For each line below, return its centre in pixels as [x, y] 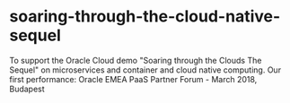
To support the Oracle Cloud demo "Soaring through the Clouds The [136, 60]
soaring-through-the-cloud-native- [145, 17]
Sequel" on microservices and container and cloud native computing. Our [145, 70]
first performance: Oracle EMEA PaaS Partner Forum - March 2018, [133, 79]
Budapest [27, 89]
